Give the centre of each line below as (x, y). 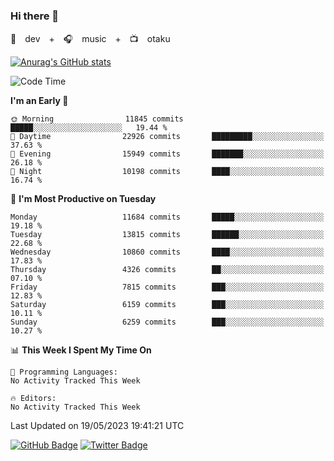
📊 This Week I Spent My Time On (81, 350)
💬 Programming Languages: (64, 372)
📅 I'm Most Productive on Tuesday (83, 199)
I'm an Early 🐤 (39, 101)
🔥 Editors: (33, 399)
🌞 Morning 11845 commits (97, 119)
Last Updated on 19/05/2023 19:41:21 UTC (97, 426)
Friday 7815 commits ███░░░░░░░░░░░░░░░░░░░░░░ (167, 287)
